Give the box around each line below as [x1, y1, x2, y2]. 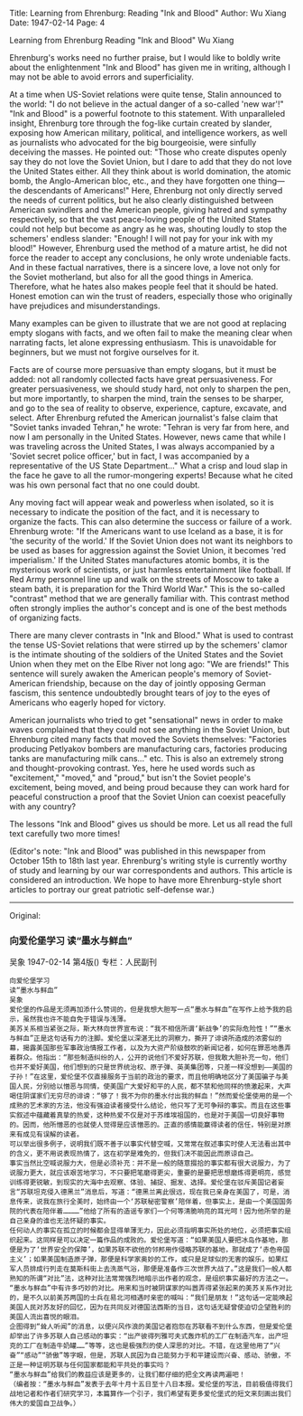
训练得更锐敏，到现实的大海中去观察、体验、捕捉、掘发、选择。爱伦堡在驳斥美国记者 [9, 1178, 278, 1187]
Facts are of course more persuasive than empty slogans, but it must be [9, 364, 277, 374]
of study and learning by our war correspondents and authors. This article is [9, 865, 293, 875]
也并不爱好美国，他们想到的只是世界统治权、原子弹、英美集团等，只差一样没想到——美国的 [9, 1062, 293, 1072]
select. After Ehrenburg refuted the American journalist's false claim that [9, 412, 279, 423]
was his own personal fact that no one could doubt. [9, 479, 200, 490]
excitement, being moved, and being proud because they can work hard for [9, 782, 290, 792]
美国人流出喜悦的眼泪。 [9, 1313, 84, 1322]
